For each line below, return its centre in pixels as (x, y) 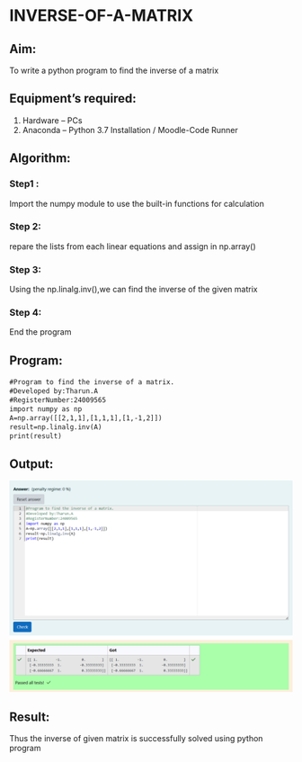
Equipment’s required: (73, 99)
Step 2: (26, 227)
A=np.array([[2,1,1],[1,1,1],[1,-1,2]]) (86, 418)
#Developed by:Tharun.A (54, 391)
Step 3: (26, 269)
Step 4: (26, 313)
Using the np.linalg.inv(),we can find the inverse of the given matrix (133, 290)
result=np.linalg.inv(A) (56, 427)
